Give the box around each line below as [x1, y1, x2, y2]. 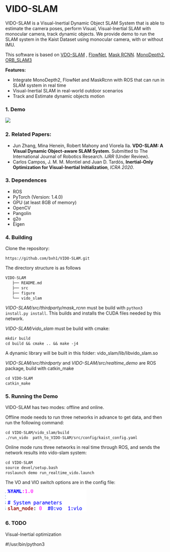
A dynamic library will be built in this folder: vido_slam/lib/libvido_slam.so [5, 350, 158, 356]
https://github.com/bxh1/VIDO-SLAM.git [5, 256, 90, 261]
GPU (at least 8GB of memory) [12, 199, 77, 205]
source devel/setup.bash [5, 465, 58, 470]
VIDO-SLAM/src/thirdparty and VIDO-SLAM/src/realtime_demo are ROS [5, 360, 156, 366]
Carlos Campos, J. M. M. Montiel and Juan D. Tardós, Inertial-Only [12, 159, 154, 165]
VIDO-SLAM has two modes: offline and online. [5, 404, 104, 411]
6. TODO [5, 519, 27, 526]
